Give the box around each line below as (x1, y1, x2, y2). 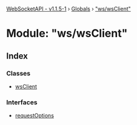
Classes (6, 69, 31, 77)
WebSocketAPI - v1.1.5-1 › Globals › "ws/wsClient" (6, 5, 132, 12)
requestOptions (15, 112, 55, 120)
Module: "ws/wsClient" (6, 27, 128, 40)
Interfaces (6, 98, 38, 106)
